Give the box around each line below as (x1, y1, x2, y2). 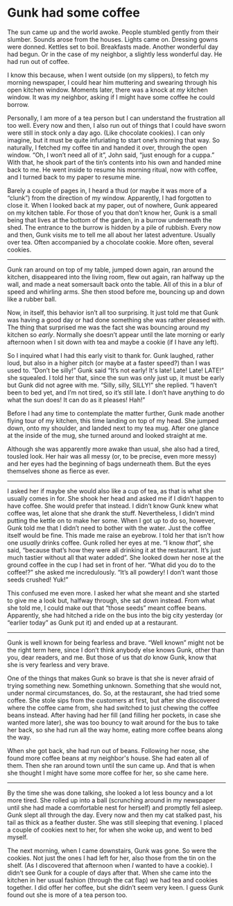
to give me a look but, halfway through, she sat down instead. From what (7, 596, 215, 604)
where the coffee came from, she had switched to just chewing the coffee (7, 703, 218, 711)
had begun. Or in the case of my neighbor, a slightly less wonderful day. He (7, 50, 223, 58)
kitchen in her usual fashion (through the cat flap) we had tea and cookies (7, 875, 218, 884)
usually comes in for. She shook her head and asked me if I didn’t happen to (7, 494, 224, 502)
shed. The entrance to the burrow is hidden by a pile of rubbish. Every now (7, 223, 221, 231)
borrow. (7, 100, 30, 108)
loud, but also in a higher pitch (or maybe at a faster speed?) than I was (7, 359, 211, 367)
